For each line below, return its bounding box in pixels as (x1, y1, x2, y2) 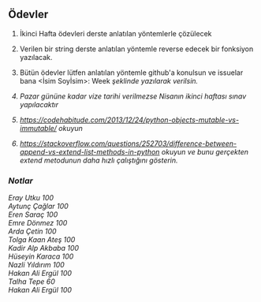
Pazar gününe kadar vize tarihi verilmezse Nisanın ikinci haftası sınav (19, 91, 247, 101)
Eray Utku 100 (8, 193, 54, 203)
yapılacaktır (19, 99, 59, 109)
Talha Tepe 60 (8, 277, 55, 286)
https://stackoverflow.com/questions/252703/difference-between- (19, 139, 237, 148)
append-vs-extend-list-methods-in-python (19, 147, 160, 156)
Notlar (8, 175, 33, 186)
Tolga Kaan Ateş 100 (8, 235, 76, 244)
